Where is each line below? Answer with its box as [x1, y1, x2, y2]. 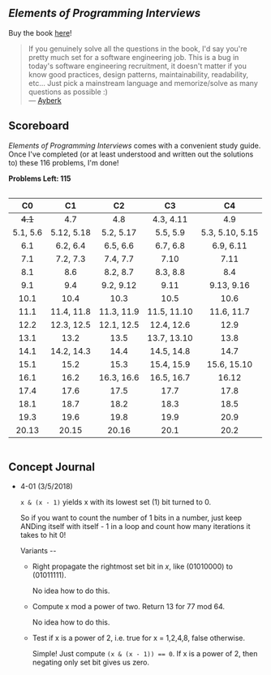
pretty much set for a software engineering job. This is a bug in [28, 52, 239, 62]
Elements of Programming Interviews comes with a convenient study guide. [8, 140, 261, 150]
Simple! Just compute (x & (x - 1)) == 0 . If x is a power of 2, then [32, 649, 258, 659]
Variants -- [19, 546, 57, 556]
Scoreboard [8, 119, 70, 133]
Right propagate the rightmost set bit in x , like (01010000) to [32, 561, 234, 571]
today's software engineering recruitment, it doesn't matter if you [28, 61, 247, 71]
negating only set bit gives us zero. [32, 657, 150, 668]
